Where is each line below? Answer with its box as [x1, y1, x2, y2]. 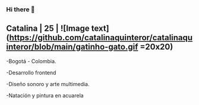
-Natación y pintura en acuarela [6, 91, 84, 99]
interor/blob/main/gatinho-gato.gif [6, 42, 138, 52]
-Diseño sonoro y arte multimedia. [6, 80, 90, 87]
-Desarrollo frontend [6, 69, 56, 76]
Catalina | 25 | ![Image [6, 24, 90, 34]
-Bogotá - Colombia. [6, 57, 56, 64]
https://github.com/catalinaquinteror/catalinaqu [9, 32, 193, 43]
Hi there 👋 [6, 5, 36, 14]
